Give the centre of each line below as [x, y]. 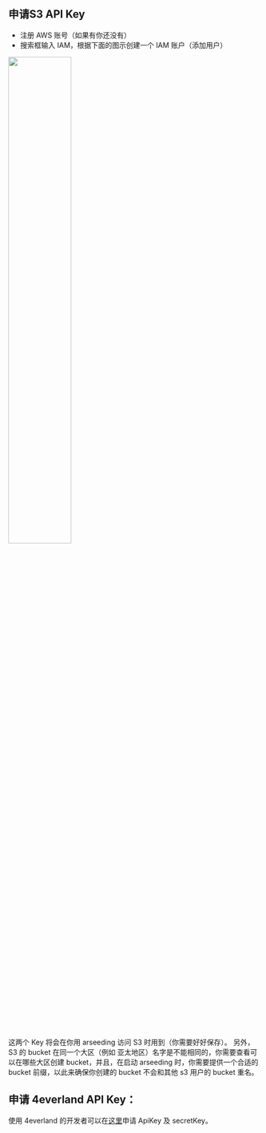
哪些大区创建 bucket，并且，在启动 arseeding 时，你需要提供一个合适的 [140, 1062]
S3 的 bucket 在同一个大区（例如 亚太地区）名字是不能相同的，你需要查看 [129, 1052]
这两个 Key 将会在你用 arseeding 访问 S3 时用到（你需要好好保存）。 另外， [131, 1042]
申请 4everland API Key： [73, 1100]
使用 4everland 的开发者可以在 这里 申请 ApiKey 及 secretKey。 [111, 1120]
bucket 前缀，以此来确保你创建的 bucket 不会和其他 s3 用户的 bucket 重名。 [133, 1072]
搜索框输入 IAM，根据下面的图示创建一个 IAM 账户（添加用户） [123, 45]
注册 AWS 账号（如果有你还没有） [75, 35]
